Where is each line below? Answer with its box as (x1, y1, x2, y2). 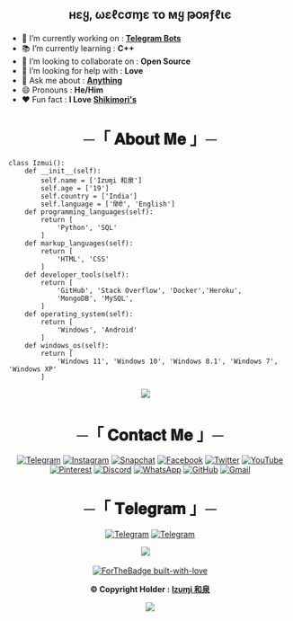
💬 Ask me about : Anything (21, 75, 123, 86)
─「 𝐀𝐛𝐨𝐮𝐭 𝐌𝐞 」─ (83, 129, 218, 149)
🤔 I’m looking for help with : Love (21, 66, 144, 76)
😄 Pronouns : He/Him (21, 84, 104, 95)
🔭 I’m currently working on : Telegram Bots (21, 33, 182, 44)
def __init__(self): (24, 166, 102, 176)
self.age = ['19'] (40, 184, 110, 193)
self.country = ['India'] (40, 192, 138, 201)
